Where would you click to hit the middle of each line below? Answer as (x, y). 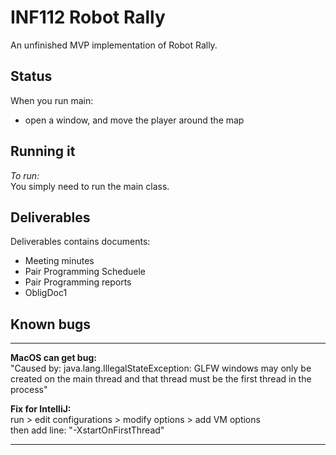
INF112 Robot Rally (88, 17)
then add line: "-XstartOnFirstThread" (87, 430)
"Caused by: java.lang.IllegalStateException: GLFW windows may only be (161, 368)
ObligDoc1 (46, 293)
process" (29, 390)
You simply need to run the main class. (90, 186)
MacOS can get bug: (53, 358)
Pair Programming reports (78, 282)
